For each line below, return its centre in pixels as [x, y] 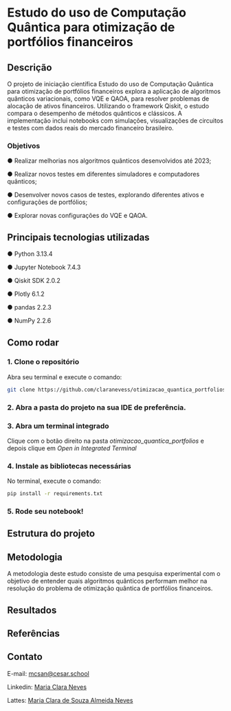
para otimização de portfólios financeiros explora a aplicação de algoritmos [114, 91]
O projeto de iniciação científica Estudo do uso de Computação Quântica [110, 84]
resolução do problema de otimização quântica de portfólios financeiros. [110, 588]
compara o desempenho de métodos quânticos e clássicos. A [95, 113]
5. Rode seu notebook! [45, 511]
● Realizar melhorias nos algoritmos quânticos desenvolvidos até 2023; [109, 161]
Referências [34, 633]
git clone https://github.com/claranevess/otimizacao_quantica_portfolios [117, 390]
